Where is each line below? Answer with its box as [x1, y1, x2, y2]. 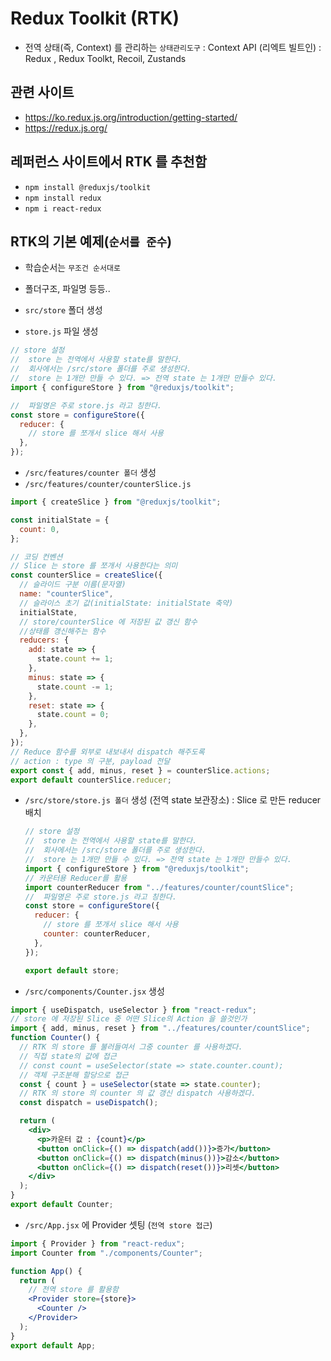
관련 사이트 [10, 84, 75, 101]
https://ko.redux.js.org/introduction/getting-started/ [24, 111, 238, 123]
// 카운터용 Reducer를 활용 [24, 873, 128, 883]
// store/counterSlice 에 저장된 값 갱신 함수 [19, 617, 198, 627]
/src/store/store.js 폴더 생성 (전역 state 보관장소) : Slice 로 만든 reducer [24, 794, 322, 806]
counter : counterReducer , [43, 929, 152, 939]
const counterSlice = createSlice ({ [10, 570, 163, 581]
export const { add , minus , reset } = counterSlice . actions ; [10, 765, 271, 776]
